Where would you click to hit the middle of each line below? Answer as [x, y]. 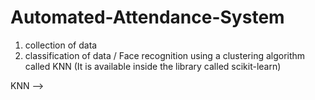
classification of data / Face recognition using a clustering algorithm [165, 55]
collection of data [61, 45]
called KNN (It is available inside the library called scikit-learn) [153, 66]
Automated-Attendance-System [147, 17]
